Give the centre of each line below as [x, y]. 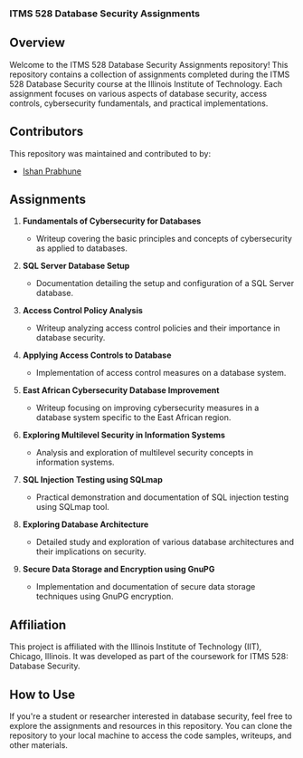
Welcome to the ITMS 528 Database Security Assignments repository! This [149, 64]
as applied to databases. [82, 248]
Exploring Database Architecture [85, 524]
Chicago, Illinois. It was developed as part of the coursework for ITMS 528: [149, 657]
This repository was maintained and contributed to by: [110, 153]
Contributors [47, 132]
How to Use [43, 694]
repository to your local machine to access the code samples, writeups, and [151, 735]
